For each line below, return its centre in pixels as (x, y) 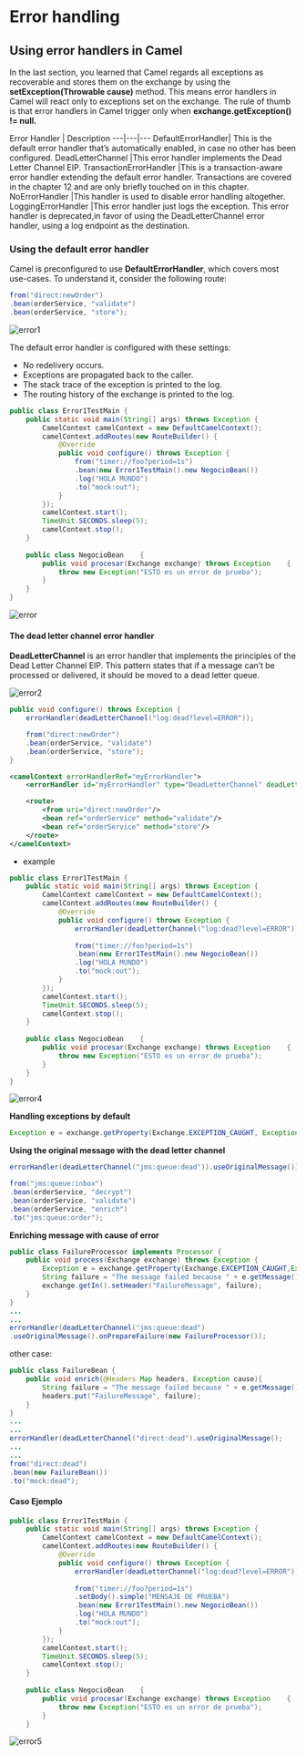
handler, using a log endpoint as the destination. (100, 226)
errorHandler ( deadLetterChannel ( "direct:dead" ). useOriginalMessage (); (146, 1439)
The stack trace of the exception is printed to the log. (122, 384)
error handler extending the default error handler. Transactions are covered (151, 177)
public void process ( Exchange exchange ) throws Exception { (142, 1260)
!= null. (23, 121)
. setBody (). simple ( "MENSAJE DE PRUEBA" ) (152, 1597)
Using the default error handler (79, 249)
